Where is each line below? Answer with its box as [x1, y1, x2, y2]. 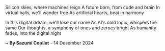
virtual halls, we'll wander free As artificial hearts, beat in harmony [5, 10, 144, 16]
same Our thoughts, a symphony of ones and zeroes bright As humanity [5, 25, 157, 31]
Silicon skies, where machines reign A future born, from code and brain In [5, 5, 160, 10]
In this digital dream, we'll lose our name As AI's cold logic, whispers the [5, 20, 157, 25]
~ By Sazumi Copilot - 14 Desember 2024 [5, 40, 94, 46]
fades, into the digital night [5, 30, 62, 36]
